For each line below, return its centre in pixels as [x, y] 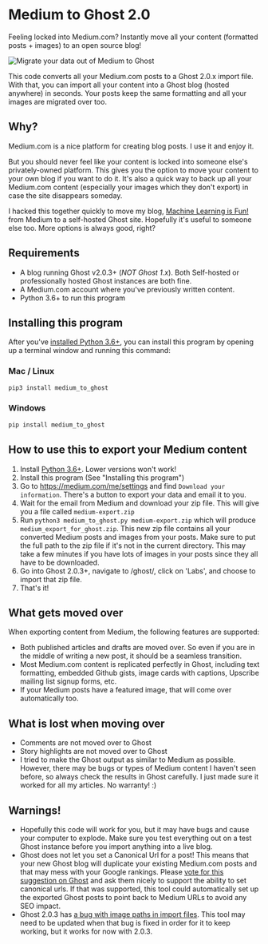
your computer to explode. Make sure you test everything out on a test [136, 838]
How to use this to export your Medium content [128, 450]
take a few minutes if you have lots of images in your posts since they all [139, 553]
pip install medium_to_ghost [57, 425]
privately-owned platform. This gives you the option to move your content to [134, 170]
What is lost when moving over [87, 723]
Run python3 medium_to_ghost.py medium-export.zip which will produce [138, 520]
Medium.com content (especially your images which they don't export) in [128, 187]
